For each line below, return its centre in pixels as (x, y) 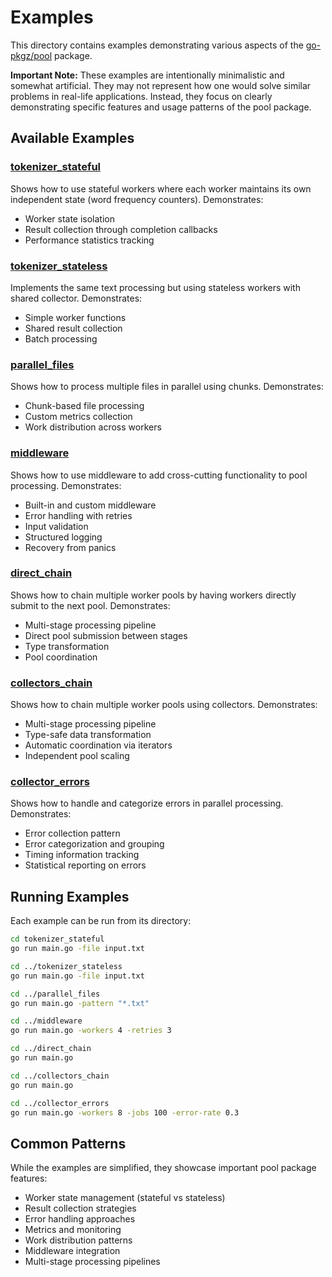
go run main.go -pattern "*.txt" (80, 1003)
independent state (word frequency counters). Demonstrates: (137, 199)
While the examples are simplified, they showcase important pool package (163, 1168)
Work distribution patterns (78, 1240)
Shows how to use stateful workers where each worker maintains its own (161, 188)
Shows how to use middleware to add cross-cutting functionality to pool (159, 475)
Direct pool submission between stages (106, 635)
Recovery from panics (70, 547)
